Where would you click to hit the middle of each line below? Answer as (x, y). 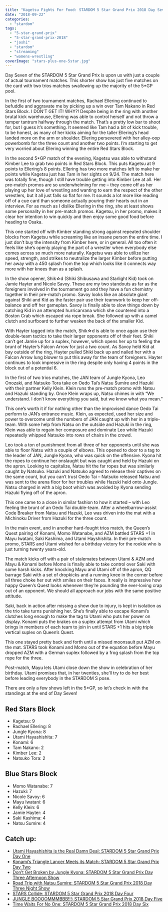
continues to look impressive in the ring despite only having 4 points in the (82, 362)
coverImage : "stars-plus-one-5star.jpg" (48, 61)
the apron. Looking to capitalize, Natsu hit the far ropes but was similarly (80, 466)
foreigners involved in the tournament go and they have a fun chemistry (79, 289)
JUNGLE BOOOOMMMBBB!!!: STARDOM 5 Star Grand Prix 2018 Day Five (87, 898)
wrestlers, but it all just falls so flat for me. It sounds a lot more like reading (82, 195)
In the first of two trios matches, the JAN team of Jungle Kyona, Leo (75, 377)
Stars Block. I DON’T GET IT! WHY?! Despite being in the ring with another (81, 111)
